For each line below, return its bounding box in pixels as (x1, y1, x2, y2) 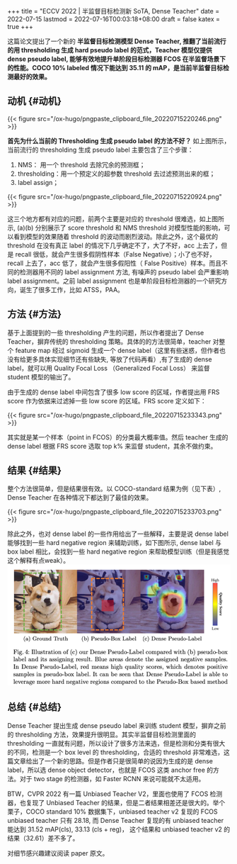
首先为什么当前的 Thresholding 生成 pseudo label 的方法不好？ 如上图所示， (7, 136, 231, 145)
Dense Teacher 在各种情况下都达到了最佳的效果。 (7, 493, 153, 502)
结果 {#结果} (7, 464, 62, 477)
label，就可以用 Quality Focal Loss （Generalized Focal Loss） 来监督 (7, 364, 210, 372)
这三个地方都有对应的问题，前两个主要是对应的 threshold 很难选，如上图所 (7, 214, 224, 223)
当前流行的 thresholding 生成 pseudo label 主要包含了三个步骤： (7, 145, 194, 154)
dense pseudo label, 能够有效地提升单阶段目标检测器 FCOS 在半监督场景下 (7, 55, 226, 63)
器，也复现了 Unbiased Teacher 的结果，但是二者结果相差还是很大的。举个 (7, 798, 226, 807)
